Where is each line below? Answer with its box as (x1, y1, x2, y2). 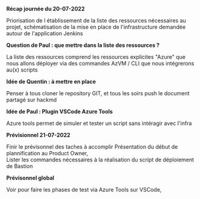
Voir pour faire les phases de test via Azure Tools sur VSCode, (6, 186, 162, 193)
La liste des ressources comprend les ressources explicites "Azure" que (6, 53, 186, 60)
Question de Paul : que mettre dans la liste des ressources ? (6, 42, 160, 49)
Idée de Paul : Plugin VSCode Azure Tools (6, 108, 113, 115)
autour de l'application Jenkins (6, 30, 84, 37)
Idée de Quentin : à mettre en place (6, 78, 96, 85)
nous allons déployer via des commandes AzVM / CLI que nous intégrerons (6, 60, 195, 67)
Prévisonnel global (6, 174, 55, 181)
